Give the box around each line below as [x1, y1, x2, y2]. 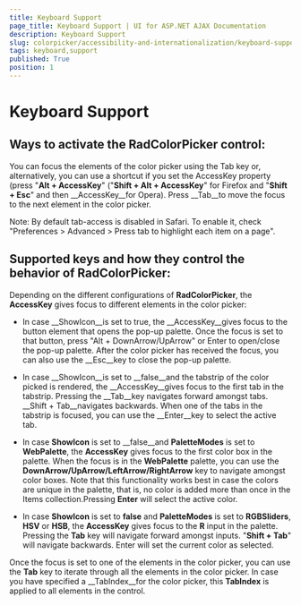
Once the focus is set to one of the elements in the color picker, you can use [9, 557, 291, 567]
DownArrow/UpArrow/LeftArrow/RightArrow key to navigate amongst [21, 464, 286, 475]
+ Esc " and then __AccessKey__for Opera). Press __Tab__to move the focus [9, 189, 286, 200]
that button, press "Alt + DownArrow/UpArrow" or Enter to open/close [21, 335, 280, 345]
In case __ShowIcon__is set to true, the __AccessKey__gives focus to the [21, 316, 288, 327]
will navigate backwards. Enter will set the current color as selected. [21, 539, 274, 550]
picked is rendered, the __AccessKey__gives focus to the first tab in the [21, 381, 285, 392]
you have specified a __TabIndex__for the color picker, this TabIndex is [9, 575, 270, 586]
